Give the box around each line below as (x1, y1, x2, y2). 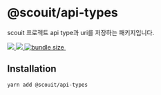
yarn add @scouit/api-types (7, 81, 88, 88)
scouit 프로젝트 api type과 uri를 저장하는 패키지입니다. (7, 28, 155, 36)
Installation (7, 63, 57, 75)
